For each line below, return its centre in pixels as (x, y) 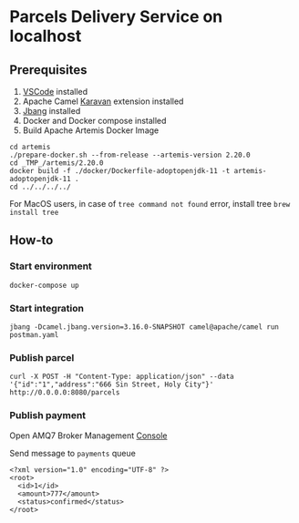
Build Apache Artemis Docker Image (91, 130)
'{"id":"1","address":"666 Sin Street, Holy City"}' (112, 385)
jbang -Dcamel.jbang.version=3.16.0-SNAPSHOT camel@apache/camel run (144, 327)
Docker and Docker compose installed (94, 121)
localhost (46, 36)
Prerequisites (48, 70)
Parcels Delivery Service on (116, 17)
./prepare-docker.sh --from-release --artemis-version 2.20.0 (130, 155)
